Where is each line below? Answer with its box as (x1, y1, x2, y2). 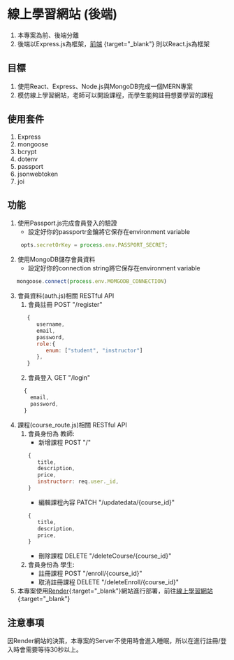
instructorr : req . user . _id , (37, 478, 119, 486)
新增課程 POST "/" (38, 438, 91, 446)
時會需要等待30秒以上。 (13, 645, 82, 654)
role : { (36, 341, 56, 348)
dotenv (17, 155, 38, 163)
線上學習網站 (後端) (7, 6, 117, 22)
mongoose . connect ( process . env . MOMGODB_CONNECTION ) (16, 278, 168, 285)
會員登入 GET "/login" (27, 373, 91, 382)
